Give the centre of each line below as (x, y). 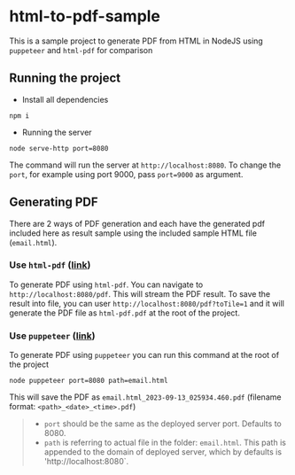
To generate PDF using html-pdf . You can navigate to (106, 284)
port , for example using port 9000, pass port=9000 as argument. (126, 174)
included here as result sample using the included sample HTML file (133, 233)
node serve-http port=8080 (59, 148)
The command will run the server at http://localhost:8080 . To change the (145, 165)
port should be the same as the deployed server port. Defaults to (163, 424)
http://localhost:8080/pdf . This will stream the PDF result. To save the (140, 293)
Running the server (57, 132)
